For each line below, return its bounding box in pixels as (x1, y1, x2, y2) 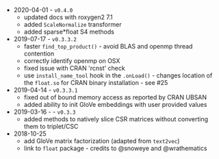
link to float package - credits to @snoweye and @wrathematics (23, 144, 207, 152)
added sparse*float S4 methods (23, 27, 115, 36)
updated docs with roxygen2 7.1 (23, 13, 113, 21)
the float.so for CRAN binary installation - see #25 (23, 79, 168, 86)
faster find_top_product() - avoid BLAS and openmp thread (23, 42, 193, 50)
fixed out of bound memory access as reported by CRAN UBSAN (23, 93, 207, 101)
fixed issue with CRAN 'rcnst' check (23, 64, 125, 72)
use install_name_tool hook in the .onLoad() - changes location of (23, 71, 213, 79)
